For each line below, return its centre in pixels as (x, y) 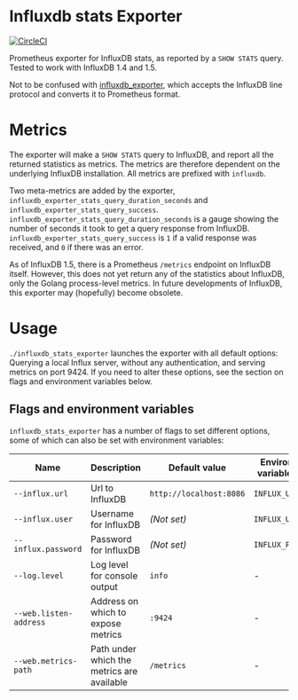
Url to (102, 488)
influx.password (48, 549)
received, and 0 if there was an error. (76, 247)
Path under (114, 649)
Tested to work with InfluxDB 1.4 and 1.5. (83, 67)
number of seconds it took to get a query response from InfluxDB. (129, 228)
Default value (197, 468)
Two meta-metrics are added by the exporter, (92, 190)
